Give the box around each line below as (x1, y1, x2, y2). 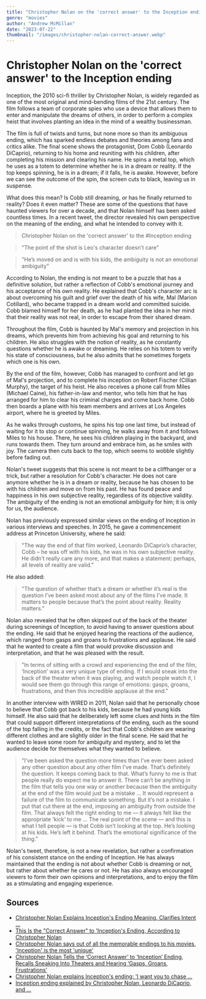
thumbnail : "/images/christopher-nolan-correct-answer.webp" (6, 32, 166, 38)
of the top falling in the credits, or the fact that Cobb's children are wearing (6, 725, 196, 733)
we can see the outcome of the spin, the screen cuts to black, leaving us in (6, 176, 196, 183)
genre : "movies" (6, 15, 48, 21)
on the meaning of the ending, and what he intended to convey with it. (6, 220, 184, 227)
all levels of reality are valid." (21, 561, 94, 569)
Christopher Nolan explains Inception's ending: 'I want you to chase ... (15, 973, 193, 980)
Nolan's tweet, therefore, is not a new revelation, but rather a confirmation (6, 847, 194, 855)
